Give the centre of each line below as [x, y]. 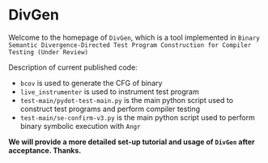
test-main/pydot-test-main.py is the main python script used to [126, 100]
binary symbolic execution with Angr [80, 126]
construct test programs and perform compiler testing [110, 109]
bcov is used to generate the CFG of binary [91, 83]
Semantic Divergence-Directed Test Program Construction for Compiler [130, 45]
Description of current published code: [73, 67]
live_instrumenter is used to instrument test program [110, 92]
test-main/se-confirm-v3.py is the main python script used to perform [137, 117]
